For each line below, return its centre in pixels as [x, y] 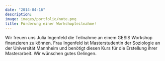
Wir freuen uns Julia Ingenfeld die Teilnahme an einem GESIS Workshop [79, 38]
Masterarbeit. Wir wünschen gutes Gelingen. [51, 54]
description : [19, 14]
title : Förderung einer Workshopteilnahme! [51, 24]
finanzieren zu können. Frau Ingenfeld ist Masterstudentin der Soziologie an [83, 43]
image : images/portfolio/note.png [41, 19]
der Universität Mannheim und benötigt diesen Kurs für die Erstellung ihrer [81, 48]
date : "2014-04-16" [25, 10]
